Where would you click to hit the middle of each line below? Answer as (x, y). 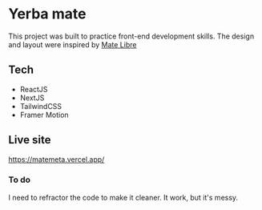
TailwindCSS (41, 106)
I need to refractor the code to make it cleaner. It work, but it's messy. (123, 197)
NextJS (32, 98)
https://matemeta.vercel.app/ (56, 159)
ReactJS (34, 89)
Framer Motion (44, 115)
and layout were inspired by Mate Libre (73, 44)
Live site (30, 140)
